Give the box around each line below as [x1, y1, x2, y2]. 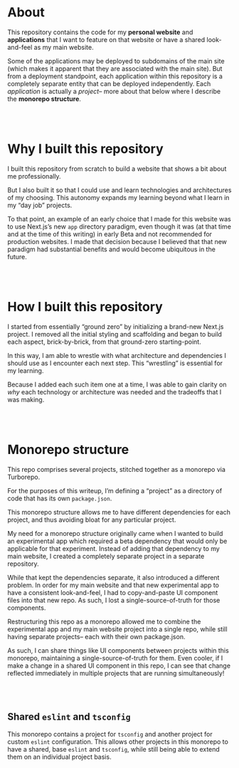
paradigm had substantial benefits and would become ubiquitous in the [7, 245, 216, 253]
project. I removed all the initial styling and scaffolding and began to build [7, 330, 223, 338]
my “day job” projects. [7, 201, 73, 209]
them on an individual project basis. [7, 752, 112, 761]
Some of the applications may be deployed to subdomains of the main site [7, 56, 225, 65]
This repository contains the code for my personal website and [7, 28, 193, 36]
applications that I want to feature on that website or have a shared [7, 35, 206, 43]
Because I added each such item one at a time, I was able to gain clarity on [7, 380, 227, 389]
